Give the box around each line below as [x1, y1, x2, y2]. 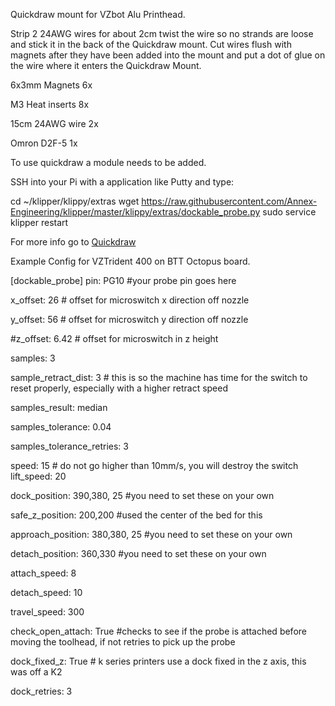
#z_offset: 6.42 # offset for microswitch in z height [10, 333, 219, 344]
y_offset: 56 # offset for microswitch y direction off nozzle [10, 314, 249, 325]
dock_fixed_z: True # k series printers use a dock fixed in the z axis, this [10, 655, 307, 667]
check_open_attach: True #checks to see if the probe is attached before [10, 625, 307, 637]
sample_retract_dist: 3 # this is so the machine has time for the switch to [10, 372, 308, 383]
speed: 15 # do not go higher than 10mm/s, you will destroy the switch [10, 460, 299, 471]
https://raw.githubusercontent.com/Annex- [141, 195, 318, 207]
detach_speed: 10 [10, 587, 83, 598]
